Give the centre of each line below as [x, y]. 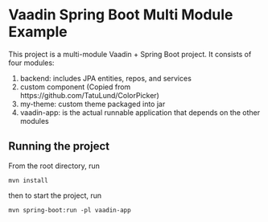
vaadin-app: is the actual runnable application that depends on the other [140, 112]
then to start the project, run [55, 195]
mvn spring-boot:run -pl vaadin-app [70, 210]
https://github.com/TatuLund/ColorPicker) [89, 95]
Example [38, 32]
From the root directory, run [54, 166]
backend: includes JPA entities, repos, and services [105, 78]
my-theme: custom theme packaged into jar [93, 104]
